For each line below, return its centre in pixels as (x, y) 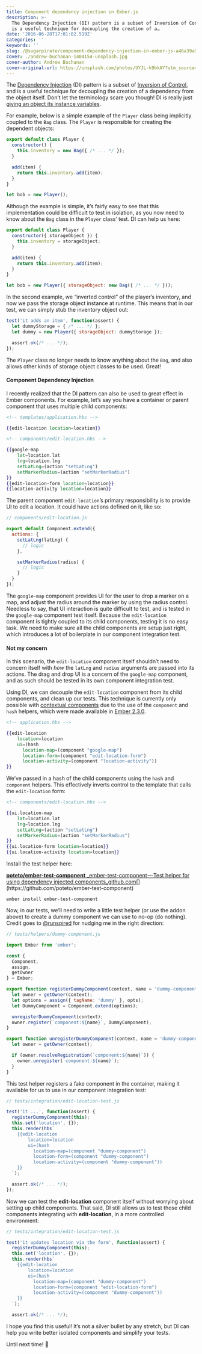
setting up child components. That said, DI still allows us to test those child (99, 1208)
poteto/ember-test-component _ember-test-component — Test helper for (98, 876)
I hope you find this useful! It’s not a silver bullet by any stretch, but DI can (98, 1326)
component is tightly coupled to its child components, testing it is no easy (97, 621)
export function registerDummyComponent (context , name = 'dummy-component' (103, 989)
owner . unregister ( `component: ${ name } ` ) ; (68, 1061)
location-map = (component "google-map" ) (72, 750)
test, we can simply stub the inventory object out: (67, 310)
